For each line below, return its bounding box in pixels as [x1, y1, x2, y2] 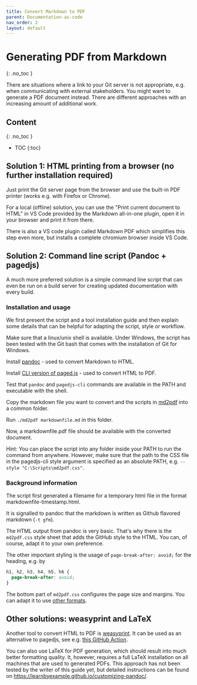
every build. [6, 288, 35, 295]
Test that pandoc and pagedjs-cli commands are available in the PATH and [6, 380, 186, 388]
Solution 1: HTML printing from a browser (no [6, 161, 175, 171]
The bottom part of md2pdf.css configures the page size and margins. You [6, 590, 185, 598]
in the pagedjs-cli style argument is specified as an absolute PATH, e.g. [6, 458, 179, 465]
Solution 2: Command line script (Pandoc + [6, 251, 166, 261]
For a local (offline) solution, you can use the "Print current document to [6, 204, 181, 211]
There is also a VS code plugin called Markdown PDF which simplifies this [6, 227, 185, 234]
